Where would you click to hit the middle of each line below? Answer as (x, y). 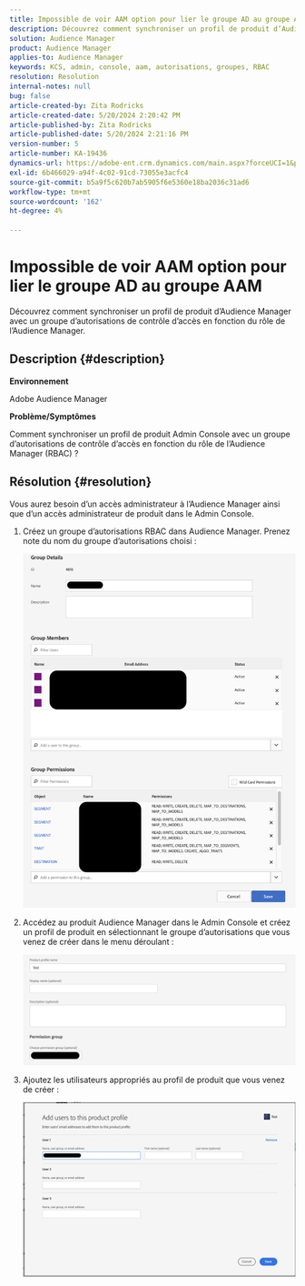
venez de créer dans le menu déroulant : (98, 941)
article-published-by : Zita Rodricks (81, 125)
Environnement (39, 381)
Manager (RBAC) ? (44, 453)
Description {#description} (87, 359)
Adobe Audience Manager (59, 398)
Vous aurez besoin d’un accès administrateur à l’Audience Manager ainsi (145, 504)
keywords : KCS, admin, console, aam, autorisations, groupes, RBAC (140, 67)
